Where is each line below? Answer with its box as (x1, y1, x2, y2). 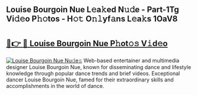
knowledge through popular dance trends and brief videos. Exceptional (6, 70, 180, 77)
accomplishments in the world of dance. (6, 83, 104, 89)
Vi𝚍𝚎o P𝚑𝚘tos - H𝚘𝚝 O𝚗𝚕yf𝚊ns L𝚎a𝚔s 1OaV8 (6, 14, 178, 24)
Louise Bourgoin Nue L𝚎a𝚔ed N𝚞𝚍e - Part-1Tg (6, 5, 179, 15)
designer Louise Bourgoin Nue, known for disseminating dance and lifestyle (6, 64, 192, 70)
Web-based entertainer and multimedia (83, 57, 180, 64)
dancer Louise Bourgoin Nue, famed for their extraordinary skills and (6, 76, 174, 83)
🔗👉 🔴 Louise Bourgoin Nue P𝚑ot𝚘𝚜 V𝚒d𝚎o (6, 38, 168, 48)
